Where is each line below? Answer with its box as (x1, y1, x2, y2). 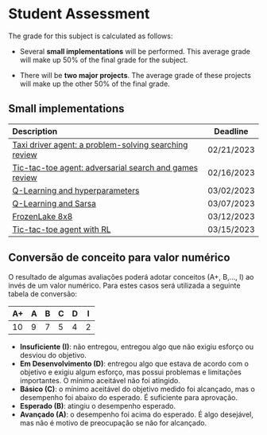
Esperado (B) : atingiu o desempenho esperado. (19, 401, 176, 410)
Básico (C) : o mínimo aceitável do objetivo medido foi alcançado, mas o (19, 384, 256, 394)
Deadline (214, 125, 249, 136)
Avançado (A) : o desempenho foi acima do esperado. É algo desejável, (19, 410, 254, 419)
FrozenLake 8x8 (12, 210, 73, 221)
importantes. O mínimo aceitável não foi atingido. (19, 375, 181, 385)
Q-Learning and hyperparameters (12, 185, 140, 196)
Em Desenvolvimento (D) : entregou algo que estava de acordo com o (19, 359, 249, 368)
